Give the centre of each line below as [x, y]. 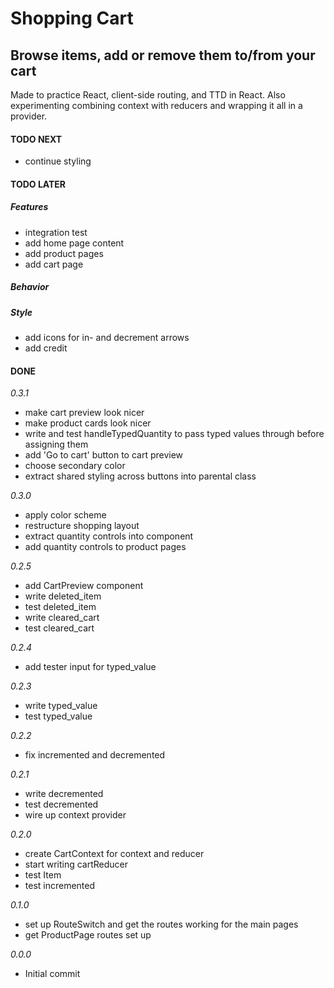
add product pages [64, 253]
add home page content [74, 243]
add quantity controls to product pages [105, 547]
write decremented [64, 794]
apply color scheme [65, 515]
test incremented [60, 886]
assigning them [56, 444]
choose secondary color [75, 466]
